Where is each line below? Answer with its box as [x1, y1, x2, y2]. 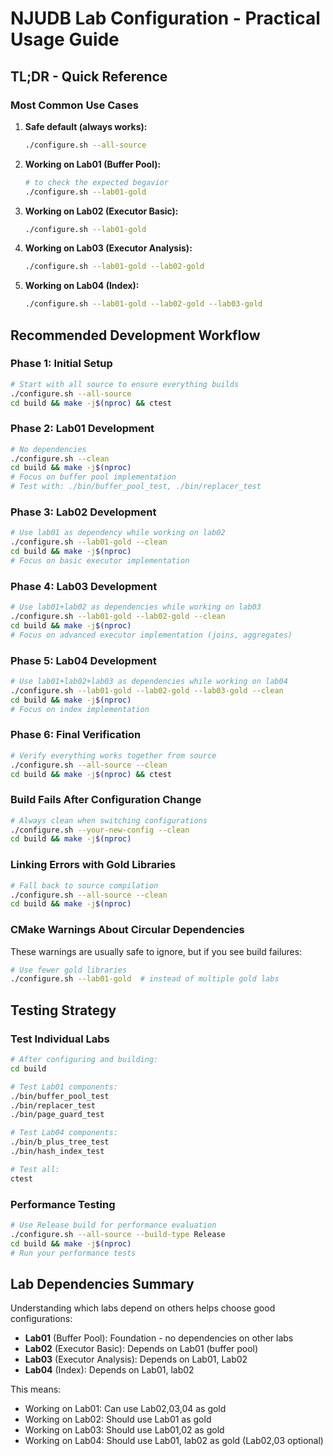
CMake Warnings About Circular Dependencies [10, 923, 245, 937]
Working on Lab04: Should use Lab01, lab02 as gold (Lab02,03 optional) [24, 1435, 324, 1447]
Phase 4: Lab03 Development [10, 579, 158, 593]
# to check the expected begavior [24, 177, 169, 187]
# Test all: [10, 1164, 60, 1174]
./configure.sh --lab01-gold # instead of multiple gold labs [10, 974, 280, 984]
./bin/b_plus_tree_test [10, 1137, 110, 1147]
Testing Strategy [10, 1002, 117, 1019]
